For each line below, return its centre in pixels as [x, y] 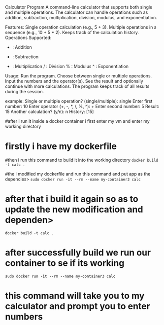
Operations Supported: [28, 37]
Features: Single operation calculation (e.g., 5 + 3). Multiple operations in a [81, 27]
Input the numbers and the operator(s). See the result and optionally [74, 81]
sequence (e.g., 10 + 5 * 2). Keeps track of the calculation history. [72, 32]
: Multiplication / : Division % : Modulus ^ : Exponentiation [70, 66]
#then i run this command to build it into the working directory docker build [82, 160]
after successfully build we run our [78, 253]
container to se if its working [65, 263]
